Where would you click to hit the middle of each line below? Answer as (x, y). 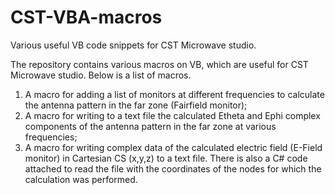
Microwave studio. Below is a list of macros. (101, 75)
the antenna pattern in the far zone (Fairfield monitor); (136, 105)
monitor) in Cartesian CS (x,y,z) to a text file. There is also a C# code (166, 158)
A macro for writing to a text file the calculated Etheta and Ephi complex (172, 115)
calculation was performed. (81, 179)
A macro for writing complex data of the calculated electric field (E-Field (173, 147)
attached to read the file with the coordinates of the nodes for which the (173, 168)
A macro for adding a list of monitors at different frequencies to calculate (174, 94)
